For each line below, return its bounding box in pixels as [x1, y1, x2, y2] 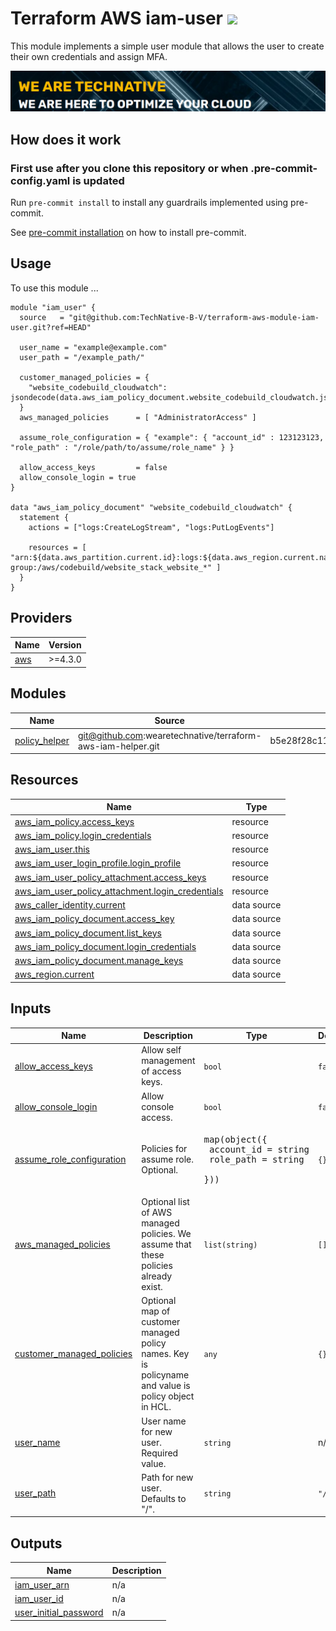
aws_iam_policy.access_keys [14, 815, 135, 827]
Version [48, 639, 82, 651]
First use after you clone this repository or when [10, 161, 249, 175]
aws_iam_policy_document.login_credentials [14, 940, 197, 952]
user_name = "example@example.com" [19, 342, 168, 352]
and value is [141, 1380, 191, 1392]
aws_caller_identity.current [14, 899, 126, 911]
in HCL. [141, 1401, 172, 1413]
